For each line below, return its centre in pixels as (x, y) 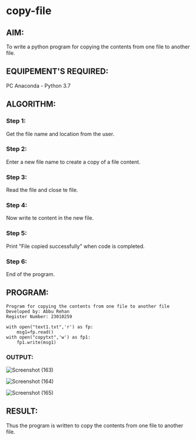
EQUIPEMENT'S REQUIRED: (57, 72)
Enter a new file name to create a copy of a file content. (73, 162)
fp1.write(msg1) (37, 342)
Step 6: (17, 262)
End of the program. (30, 274)
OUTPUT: (20, 357)
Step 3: (17, 177)
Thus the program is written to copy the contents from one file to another (95, 425)
